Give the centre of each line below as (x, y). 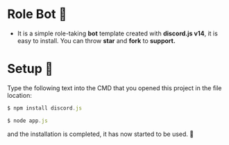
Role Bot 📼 (37, 14)
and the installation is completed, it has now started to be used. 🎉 (101, 134)
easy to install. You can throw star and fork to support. (96, 40)
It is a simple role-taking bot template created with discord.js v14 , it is (118, 33)
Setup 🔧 (30, 69)
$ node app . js (28, 121)
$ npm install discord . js (44, 108)
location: (20, 95)
